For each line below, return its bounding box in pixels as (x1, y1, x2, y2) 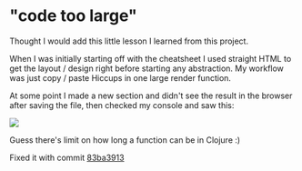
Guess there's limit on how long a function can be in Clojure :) (9, 134, 241, 146)
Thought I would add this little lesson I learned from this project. (9, 35, 248, 46)
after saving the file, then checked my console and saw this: (9, 99, 235, 110)
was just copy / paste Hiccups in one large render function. (9, 72, 232, 83)
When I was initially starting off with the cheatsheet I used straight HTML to (9, 53, 292, 64)
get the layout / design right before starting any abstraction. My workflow (9, 63, 285, 74)
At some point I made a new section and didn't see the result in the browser (9, 90, 293, 101)
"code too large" (9, 5, 138, 26)
